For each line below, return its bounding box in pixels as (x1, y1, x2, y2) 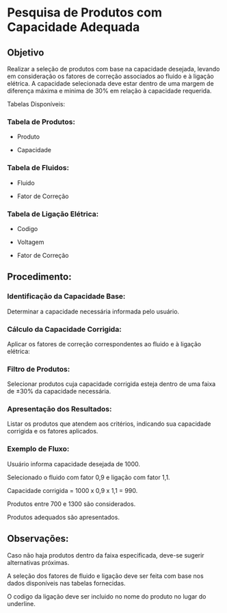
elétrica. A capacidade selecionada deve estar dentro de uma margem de (7, 80, 214, 87)
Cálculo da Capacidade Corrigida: (7, 324, 122, 334)
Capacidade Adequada (7, 19, 140, 35)
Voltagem (16, 238, 44, 246)
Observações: (7, 533, 69, 544)
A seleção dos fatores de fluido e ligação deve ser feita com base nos (7, 571, 204, 580)
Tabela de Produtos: (7, 117, 75, 126)
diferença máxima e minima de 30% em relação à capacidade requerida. (7, 87, 212, 95)
